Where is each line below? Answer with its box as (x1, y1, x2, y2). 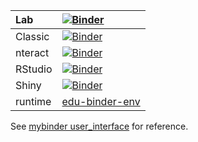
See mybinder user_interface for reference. (10, 120, 189, 132)
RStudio (15, 62, 53, 76)
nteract (15, 46, 50, 59)
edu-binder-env (61, 95, 141, 108)
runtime (15, 95, 52, 108)
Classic (15, 30, 50, 43)
